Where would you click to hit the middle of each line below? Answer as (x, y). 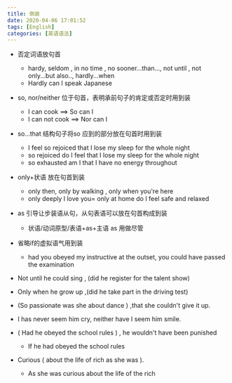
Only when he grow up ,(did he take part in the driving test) (103, 292)
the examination (51, 265)
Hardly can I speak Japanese (70, 83)
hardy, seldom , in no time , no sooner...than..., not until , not (115, 68)
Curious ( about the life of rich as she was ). (81, 360)
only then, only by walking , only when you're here (101, 191)
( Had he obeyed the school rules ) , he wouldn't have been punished (117, 333)
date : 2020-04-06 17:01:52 (47, 20)
